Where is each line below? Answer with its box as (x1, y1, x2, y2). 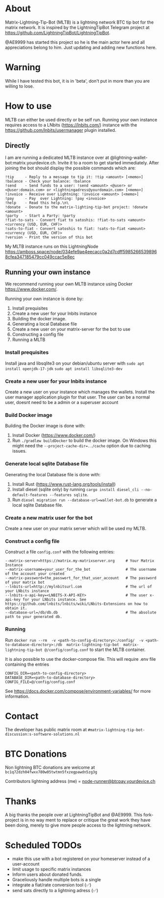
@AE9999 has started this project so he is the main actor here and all (5, 39, 145, 45)
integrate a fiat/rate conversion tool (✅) (12, 882, 92, 888)
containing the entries (5, 661, 49, 667)
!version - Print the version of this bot (5, 235, 93, 240)
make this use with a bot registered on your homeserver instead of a (12, 856, 150, 862)
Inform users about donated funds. (12, 871, 83, 877)
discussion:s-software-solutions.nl (5, 732, 80, 737)
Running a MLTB (12, 337, 46, 342)
